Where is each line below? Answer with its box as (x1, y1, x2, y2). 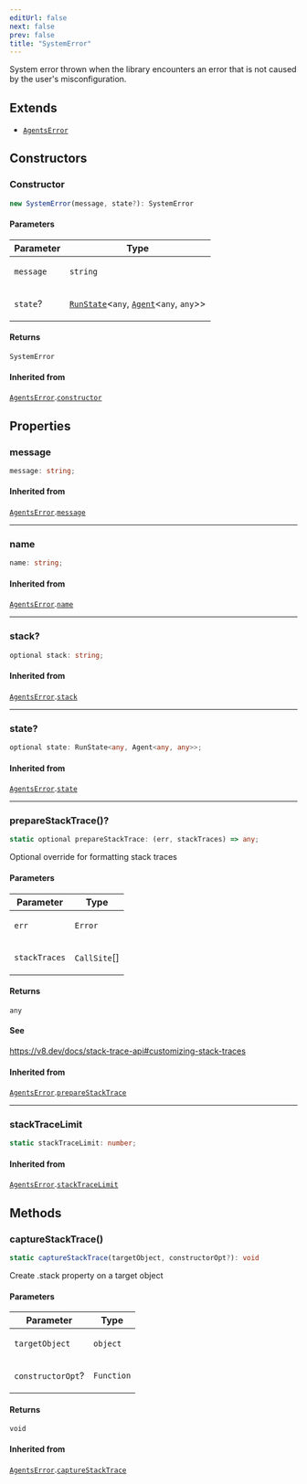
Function (92, 1371, 132, 1381)
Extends (9, 100, 58, 115)
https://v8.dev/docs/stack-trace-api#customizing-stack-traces (9, 1045, 247, 1056)
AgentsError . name (9, 599, 74, 609)
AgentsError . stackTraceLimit (9, 1179, 119, 1190)
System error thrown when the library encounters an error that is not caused (9, 64, 297, 75)
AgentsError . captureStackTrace (9, 1464, 127, 1475)
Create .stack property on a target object (9, 1270, 164, 1281)
